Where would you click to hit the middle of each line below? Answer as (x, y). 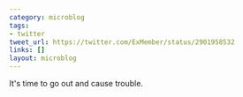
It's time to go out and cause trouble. (76, 83)
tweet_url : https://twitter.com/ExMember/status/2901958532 (122, 42)
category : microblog (47, 17)
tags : (19, 26)
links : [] (27, 50)
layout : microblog (43, 58)
